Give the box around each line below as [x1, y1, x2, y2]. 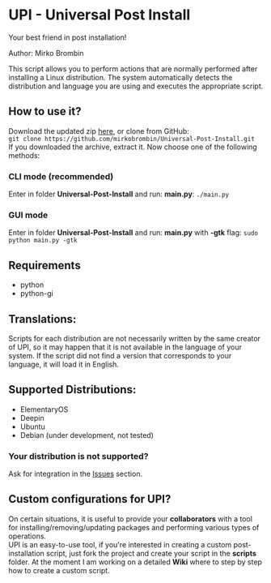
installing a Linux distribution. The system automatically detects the [8, 72, 233, 82]
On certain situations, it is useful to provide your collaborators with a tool [8, 513, 253, 524]
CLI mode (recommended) [8, 170, 114, 182]
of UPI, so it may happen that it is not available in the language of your [8, 342, 243, 352]
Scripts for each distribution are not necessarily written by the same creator [8, 333, 261, 343]
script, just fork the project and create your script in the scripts [45, 548, 256, 558]
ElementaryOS [19, 404, 69, 414]
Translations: [8, 312, 77, 326]
